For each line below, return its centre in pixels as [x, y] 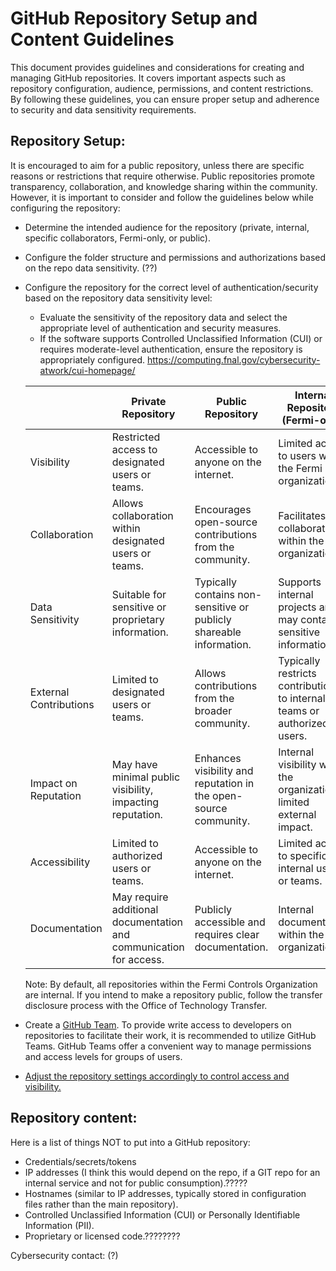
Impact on [53, 783]
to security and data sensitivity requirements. [103, 109]
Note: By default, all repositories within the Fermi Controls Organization [171, 984]
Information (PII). [59, 1225]
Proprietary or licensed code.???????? [102, 1236]
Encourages [223, 509]
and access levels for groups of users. [103, 1056]
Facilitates [302, 515]
